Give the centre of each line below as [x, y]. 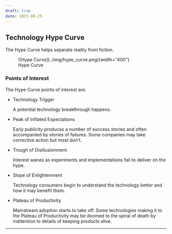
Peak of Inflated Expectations [44, 119]
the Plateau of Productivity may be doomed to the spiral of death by [84, 216]
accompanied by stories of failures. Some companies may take [79, 134]
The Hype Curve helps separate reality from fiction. [60, 50]
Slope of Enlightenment [37, 175]
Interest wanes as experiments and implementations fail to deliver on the [89, 160]
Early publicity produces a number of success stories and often [80, 129]
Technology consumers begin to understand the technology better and [87, 185]
